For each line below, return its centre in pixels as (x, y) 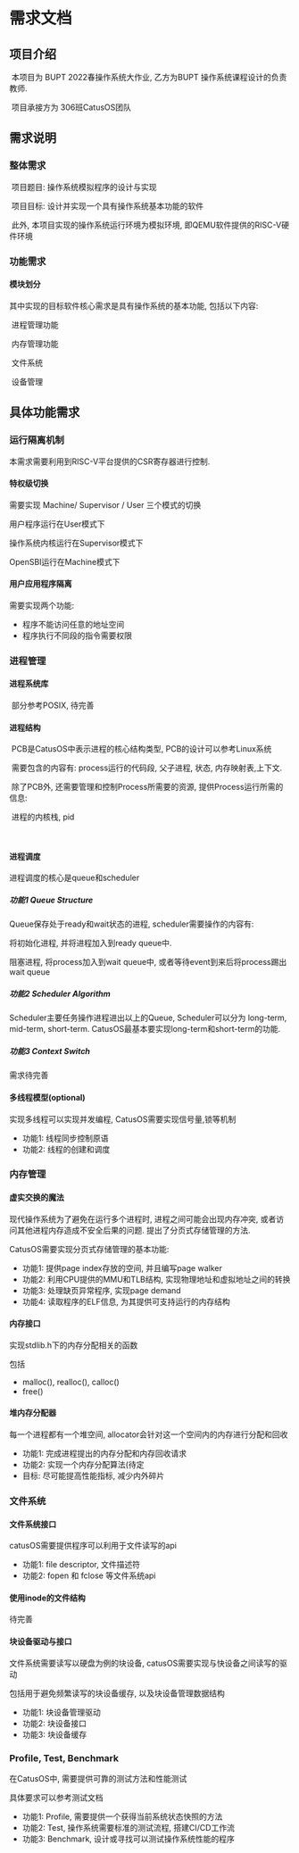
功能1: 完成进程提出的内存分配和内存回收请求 (104, 1454)
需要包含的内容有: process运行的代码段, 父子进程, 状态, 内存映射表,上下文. (147, 768)
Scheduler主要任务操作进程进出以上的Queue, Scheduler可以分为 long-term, (148, 1018)
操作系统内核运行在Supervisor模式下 (76, 543)
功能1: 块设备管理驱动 (61, 1712)
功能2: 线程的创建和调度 (66, 1149)
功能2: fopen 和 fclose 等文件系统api (89, 1575)
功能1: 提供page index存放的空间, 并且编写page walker (122, 1267)
